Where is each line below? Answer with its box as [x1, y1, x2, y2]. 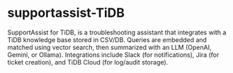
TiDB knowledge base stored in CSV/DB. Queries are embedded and [7, 35, 208, 44]
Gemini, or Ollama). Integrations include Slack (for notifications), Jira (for [7, 51, 220, 59]
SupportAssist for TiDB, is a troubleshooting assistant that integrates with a [7, 28, 227, 36]
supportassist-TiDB [7, 5, 125, 21]
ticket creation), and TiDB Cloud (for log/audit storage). [7, 58, 169, 66]
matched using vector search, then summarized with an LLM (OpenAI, [7, 43, 212, 51]
